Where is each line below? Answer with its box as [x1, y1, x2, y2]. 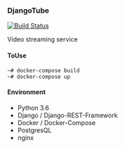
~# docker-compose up [7, 73, 71, 80]
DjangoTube [7, 6, 49, 15]
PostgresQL [17, 126, 52, 134]
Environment [7, 88, 46, 96]
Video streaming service [7, 35, 79, 44]
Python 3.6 [17, 103, 49, 112]
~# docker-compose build [7, 67, 80, 74]
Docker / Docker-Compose [17, 118, 96, 127]
